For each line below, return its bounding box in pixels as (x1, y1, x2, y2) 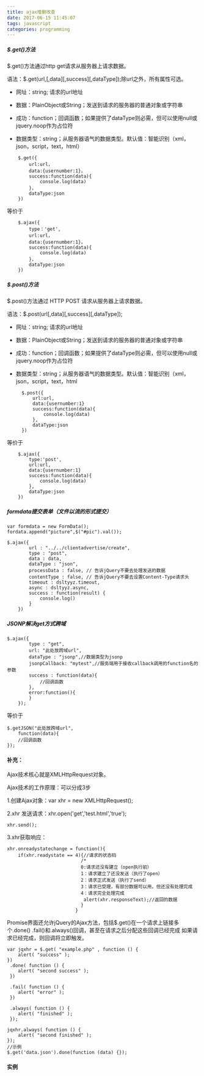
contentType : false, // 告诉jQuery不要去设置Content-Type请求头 (29, 574, 189, 581)
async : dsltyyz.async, (29, 585, 89, 591)
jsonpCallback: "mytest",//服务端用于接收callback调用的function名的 (29, 661, 199, 667)
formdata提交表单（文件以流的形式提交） (7, 508, 112, 515)
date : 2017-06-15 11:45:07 (7, 15, 76, 21)
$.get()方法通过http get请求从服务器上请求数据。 (7, 62, 129, 70)
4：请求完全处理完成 (81, 890, 125, 897)
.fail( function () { (9, 984, 65, 990)
